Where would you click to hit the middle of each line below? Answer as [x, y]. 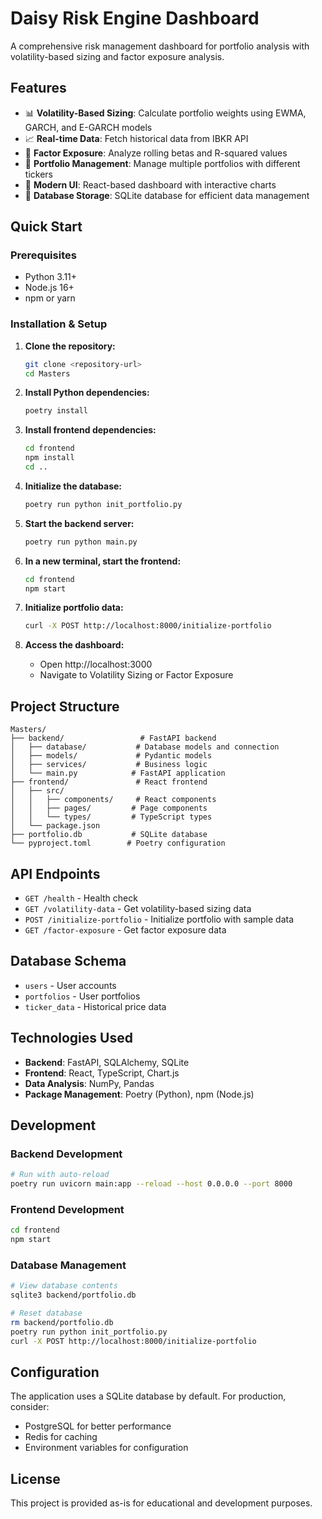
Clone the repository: [70, 346]
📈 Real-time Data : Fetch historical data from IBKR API [136, 138]
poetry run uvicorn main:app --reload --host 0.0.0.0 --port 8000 [151, 1184]
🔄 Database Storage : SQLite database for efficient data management [167, 195]
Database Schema [68, 961]
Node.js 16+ [49, 288]
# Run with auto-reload [60, 1175]
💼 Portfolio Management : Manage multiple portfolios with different [162, 163]
